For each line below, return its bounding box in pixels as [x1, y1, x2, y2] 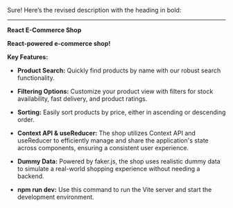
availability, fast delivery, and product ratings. [17, 95, 148, 103]
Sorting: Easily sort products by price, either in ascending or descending [17, 108, 226, 116]
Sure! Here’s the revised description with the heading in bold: [7, 6, 182, 14]
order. [17, 115, 35, 124]
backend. [17, 172, 44, 180]
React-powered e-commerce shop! [7, 40, 111, 47]
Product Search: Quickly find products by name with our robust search [17, 66, 221, 74]
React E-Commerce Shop [7, 26, 82, 34]
